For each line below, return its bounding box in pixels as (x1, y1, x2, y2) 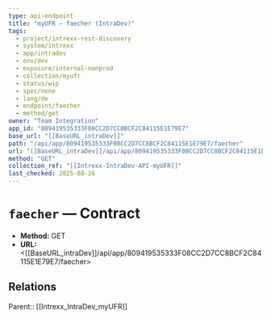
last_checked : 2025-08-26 (8, 170, 95, 178)
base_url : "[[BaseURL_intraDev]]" (8, 132, 125, 140)
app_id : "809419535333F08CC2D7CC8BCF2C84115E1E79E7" (8, 124, 190, 132)
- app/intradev (15, 49, 67, 57)
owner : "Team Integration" (8, 117, 99, 125)
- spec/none (15, 86, 56, 95)
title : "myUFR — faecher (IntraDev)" (8, 19, 135, 27)
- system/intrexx (15, 42, 74, 50)
